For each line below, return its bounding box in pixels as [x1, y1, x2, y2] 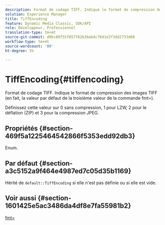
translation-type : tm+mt [5, 30, 56, 35]
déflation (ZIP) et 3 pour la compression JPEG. [5, 110, 99, 116]
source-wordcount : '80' [5, 44, 54, 49]
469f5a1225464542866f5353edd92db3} [5, 132, 136, 140]
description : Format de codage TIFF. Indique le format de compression [5, 7, 155, 12]
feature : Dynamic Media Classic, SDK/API [5, 21, 91, 26]
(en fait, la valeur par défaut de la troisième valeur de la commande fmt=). [5, 95, 155, 101]
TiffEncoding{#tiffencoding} [5, 74, 124, 85]
